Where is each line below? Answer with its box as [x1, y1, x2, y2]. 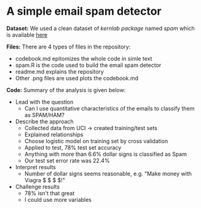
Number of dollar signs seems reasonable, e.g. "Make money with [24, 170, 192, 177]
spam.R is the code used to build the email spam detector [15, 61, 162, 69]
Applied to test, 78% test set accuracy [24, 144, 122, 151]
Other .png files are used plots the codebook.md [15, 74, 139, 82]
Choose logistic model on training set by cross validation [24, 137, 168, 145]
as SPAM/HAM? [24, 111, 65, 118]
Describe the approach [15, 118, 74, 125]
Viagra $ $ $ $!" [24, 176, 66, 183]
